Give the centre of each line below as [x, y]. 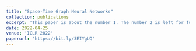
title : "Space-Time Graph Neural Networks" [60, 11]
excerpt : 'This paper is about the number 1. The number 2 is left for [95, 22]
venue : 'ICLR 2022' [30, 33]
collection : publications [37, 17]
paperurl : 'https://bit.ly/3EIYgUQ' [50, 39]
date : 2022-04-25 [27, 28]
